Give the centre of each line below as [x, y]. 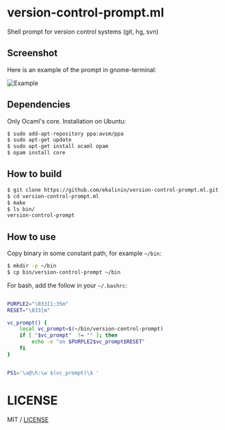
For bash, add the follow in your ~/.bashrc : [67, 285]
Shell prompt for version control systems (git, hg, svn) [83, 32]
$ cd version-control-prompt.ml [53, 196]
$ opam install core [37, 153]
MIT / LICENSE [28, 419]
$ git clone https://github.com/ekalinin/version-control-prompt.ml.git [113, 190]
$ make [16, 203]
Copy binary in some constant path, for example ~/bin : [84, 253]
